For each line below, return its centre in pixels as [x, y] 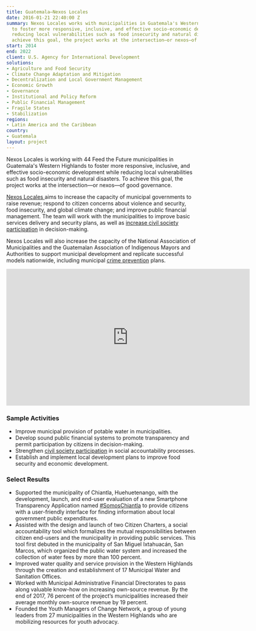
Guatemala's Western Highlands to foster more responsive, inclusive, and [98, 165]
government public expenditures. [57, 519]
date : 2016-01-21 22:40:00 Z [43, 18]
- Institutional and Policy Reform [51, 97]
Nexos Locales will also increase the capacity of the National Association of [101, 241]
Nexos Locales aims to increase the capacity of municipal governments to [99, 197]
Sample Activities [33, 418]
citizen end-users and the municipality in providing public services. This [105, 538]
